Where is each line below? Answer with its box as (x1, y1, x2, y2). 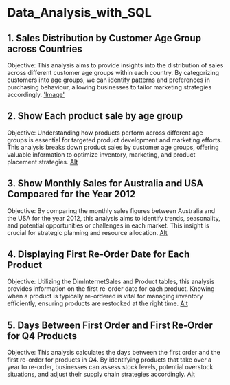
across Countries (7, 43, 82, 54)
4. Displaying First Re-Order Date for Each (7, 249, 190, 261)
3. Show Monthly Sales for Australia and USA (7, 177, 204, 190)
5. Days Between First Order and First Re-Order (7, 319, 213, 331)
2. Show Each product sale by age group (7, 110, 183, 122)
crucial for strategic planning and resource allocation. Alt (7, 228, 168, 236)
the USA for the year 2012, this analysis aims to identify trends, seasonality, (7, 214, 221, 222)
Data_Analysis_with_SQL (7, 5, 152, 21)
